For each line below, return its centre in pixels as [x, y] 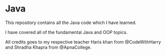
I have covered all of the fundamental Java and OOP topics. [66, 32]
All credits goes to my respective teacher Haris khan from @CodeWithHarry [83, 42]
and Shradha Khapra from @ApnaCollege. [48, 47]
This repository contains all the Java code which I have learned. [71, 22]
